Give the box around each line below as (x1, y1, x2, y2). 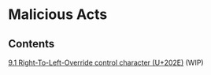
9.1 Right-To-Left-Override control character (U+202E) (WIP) (8, 58, 204, 67)
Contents (8, 37, 55, 51)
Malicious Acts (8, 6, 108, 24)
